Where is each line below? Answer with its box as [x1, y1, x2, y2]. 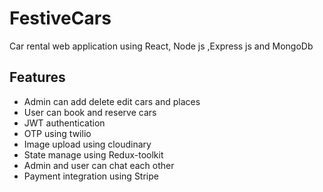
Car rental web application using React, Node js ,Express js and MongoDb [9, 40, 314, 52]
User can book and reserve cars [23, 106, 157, 118]
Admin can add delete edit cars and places [23, 95, 201, 107]
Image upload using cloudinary [23, 138, 152, 150]
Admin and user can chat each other [23, 159, 175, 171]
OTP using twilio [23, 127, 92, 139]
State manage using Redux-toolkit [23, 148, 164, 161]
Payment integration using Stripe [23, 170, 159, 182]
